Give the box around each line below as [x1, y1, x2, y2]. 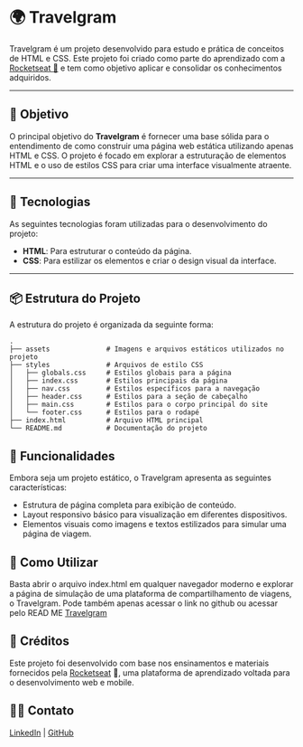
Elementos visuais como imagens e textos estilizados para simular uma [22, 519, 287, 530]
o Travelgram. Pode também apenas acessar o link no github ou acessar [9, 598, 278, 609]
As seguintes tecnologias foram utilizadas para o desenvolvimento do [9, 218, 268, 229]
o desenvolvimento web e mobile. [9, 676, 135, 687]
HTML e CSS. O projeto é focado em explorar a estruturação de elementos [9, 150, 287, 161]
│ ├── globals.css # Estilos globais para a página [9, 368, 232, 378]
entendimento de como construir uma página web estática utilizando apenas [9, 140, 294, 151]
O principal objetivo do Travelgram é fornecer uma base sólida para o [9, 130, 270, 141]
